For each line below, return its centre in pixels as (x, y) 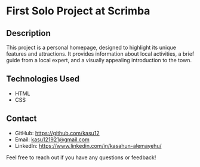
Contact (21, 119)
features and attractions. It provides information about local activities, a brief (100, 54)
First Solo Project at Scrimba (78, 11)
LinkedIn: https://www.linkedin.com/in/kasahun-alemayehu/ (88, 145)
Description (28, 33)
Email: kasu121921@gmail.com (52, 139)
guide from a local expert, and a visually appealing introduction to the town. (99, 60)
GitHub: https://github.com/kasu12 (57, 133)
